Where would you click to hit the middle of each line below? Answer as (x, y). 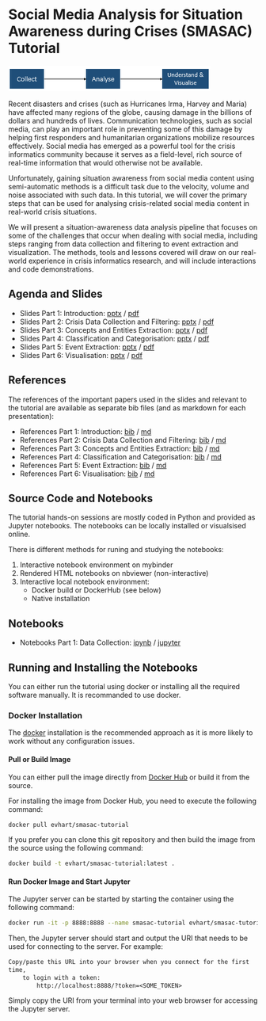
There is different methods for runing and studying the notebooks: (116, 550)
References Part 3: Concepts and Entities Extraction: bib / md (120, 448)
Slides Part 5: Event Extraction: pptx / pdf (87, 347)
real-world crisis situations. (53, 211)
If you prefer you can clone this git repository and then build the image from (132, 840)
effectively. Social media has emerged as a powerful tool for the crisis (122, 146)
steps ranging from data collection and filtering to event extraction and (123, 244)
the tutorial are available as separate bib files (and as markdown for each (127, 408)
